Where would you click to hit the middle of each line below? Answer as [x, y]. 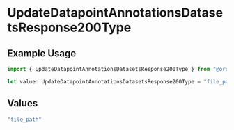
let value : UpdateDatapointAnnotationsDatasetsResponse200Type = [104, 81]
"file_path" [24, 120]
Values [23, 103]
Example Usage [42, 53]
